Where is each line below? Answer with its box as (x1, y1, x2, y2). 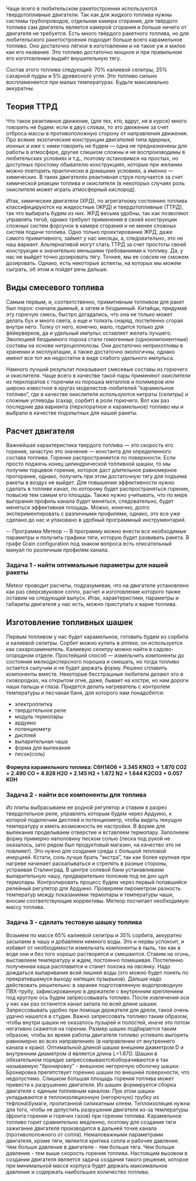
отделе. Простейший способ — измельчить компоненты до (35, 652, 184, 659)
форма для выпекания (14, 744, 71, 751)
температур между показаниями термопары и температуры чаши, (6, 891, 174, 898)
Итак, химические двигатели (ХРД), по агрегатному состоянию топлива (6, 197, 187, 204)
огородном (6, 652, 34, 659)
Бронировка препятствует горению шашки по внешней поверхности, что (6, 1068, 190, 1076)
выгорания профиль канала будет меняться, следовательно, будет (6, 498, 174, 505)
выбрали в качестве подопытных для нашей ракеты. (6, 409, 138, 416)
